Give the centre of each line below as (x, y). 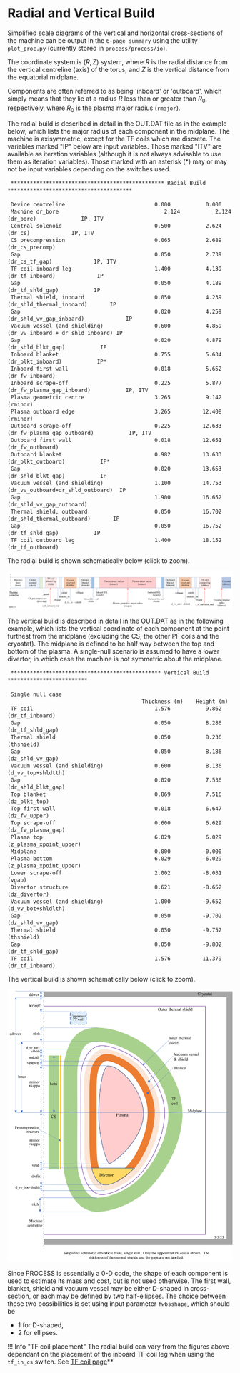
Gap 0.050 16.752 (116, 526)
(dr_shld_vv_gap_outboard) (47, 504)
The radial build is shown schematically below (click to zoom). (99, 560)
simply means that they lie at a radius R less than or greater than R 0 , (107, 99)
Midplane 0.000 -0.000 (116, 852)
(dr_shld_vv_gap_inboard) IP (70, 319)
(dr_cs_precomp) (31, 247)
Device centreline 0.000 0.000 (116, 204)
